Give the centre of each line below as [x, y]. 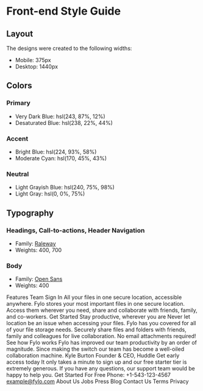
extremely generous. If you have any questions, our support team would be [101, 368]
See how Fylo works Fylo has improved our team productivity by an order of [101, 343]
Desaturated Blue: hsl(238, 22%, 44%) [64, 122]
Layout [20, 34]
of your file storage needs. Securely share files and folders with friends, [97, 329]
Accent [17, 138]
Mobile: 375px [33, 60]
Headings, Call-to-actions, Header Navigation [76, 230]
